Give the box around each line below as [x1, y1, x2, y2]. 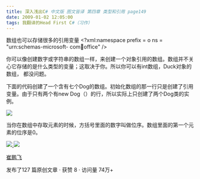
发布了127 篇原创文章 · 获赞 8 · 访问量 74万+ [6, 167, 114, 174]
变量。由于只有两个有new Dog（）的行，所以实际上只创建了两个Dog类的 [6, 90, 185, 98]
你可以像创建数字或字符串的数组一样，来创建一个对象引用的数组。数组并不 [6, 56, 189, 63]
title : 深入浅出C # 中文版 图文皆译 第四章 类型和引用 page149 [6, 8, 147, 15]
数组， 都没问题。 [6, 71, 49, 78]
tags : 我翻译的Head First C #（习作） [6, 20, 93, 25]
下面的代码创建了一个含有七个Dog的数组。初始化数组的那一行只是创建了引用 [6, 83, 194, 90]
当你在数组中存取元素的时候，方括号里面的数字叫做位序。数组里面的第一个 [6, 122, 189, 129]
